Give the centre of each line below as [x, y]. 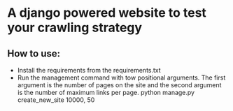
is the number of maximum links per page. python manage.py [106, 92]
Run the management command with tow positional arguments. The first [121, 77]
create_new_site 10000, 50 [56, 100]
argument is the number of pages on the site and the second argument [119, 85]
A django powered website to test [107, 13]
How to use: [34, 53]
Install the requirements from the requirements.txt [89, 70]
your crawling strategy [75, 28]
